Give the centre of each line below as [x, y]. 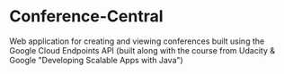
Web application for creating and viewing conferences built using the [137, 41]
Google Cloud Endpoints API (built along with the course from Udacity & [142, 50]
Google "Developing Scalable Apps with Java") [97, 60]
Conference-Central [86, 16]
